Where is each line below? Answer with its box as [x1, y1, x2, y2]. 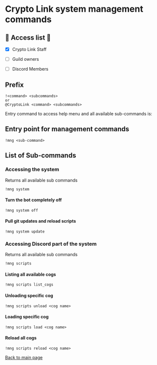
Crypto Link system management [5, 3, 143, 15]
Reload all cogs [5, 335, 37, 341]
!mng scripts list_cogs [5, 282, 54, 287]
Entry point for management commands [5, 125, 130, 133]
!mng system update [5, 229, 45, 234]
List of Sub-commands [5, 151, 76, 160]
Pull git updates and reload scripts [5, 218, 76, 224]
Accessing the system [5, 166, 60, 173]
